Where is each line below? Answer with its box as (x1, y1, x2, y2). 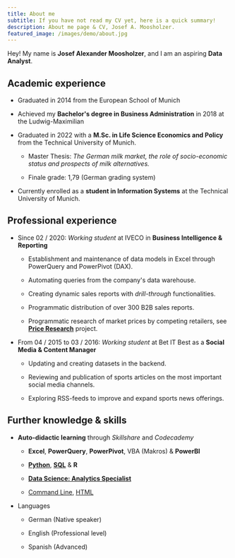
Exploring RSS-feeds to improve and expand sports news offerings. (28, 394, 224, 402)
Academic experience (7, 77, 106, 89)
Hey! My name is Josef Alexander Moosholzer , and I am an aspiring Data (7, 49, 222, 58)
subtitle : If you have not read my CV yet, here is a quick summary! (7, 17, 217, 24)
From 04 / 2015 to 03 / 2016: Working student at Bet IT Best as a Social (17, 338, 224, 346)
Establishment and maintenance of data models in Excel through (28, 255, 215, 263)
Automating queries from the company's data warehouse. (28, 276, 196, 284)
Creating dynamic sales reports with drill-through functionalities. (28, 289, 216, 298)
